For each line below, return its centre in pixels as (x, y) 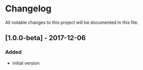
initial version (26, 63)
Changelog (28, 9)
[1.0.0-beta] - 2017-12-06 (45, 38)
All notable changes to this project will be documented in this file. (72, 22)
